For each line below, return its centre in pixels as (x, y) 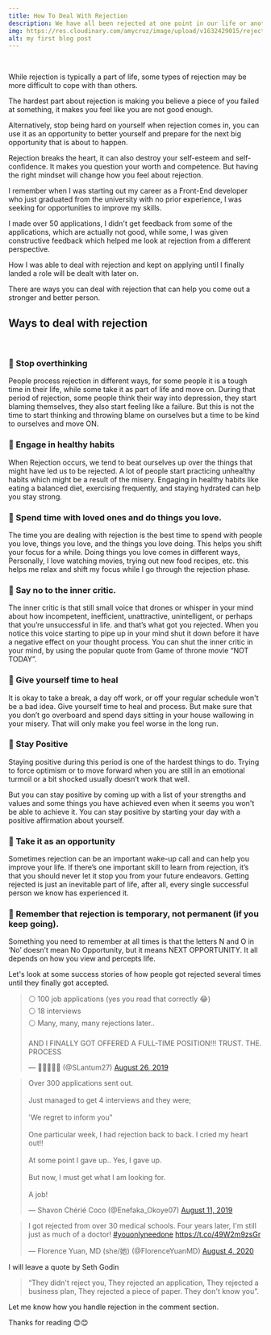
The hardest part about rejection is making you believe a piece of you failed (134, 101)
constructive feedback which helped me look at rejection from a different (130, 241)
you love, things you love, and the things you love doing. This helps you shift (135, 543)
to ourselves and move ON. (54, 423)
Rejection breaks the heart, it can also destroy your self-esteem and (121, 158)
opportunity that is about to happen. (68, 143)
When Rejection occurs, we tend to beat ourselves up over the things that (131, 462)
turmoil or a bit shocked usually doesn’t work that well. (99, 778)
